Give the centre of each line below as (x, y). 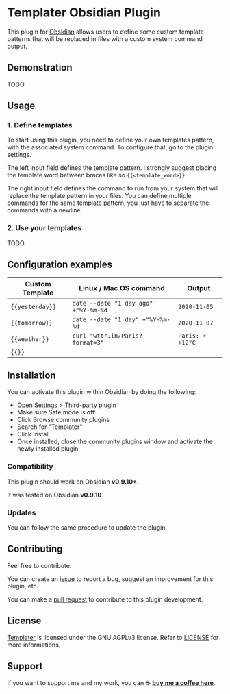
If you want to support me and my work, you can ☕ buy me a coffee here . (111, 683)
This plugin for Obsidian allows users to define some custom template (105, 32)
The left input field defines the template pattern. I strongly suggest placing (112, 168)
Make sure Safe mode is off (56, 412)
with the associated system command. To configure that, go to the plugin (110, 147)
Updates (22, 512)
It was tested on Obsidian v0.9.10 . (55, 495)
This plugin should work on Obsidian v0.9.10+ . (73, 482)
